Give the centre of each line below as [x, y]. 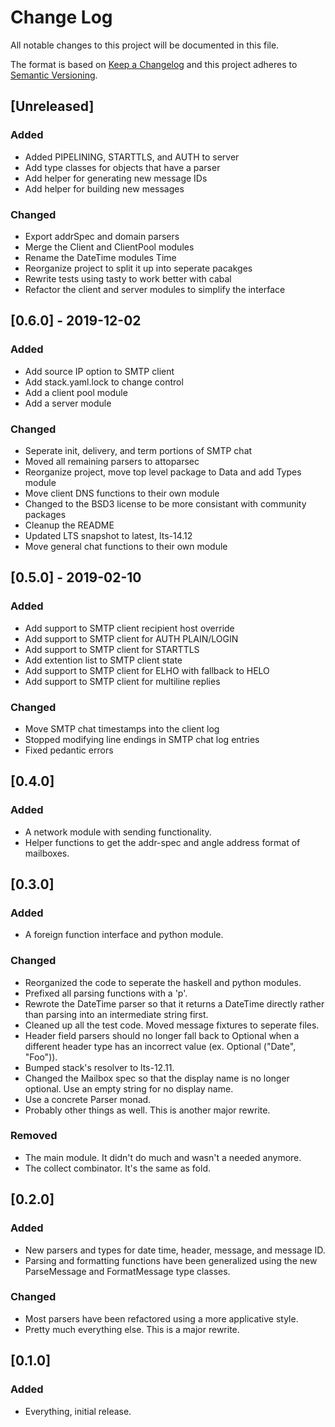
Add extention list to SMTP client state [103, 660]
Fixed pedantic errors [69, 750]
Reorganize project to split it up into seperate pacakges [138, 268]
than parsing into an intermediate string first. [116, 1014]
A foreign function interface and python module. [124, 935]
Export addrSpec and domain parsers [102, 236]
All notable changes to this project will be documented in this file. [145, 45]
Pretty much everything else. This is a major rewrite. [132, 1329]
